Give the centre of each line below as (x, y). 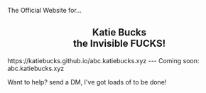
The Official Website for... (44, 10)
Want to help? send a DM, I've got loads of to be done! (87, 82)
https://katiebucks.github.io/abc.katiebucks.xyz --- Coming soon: (103, 60)
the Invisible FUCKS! (119, 44)
